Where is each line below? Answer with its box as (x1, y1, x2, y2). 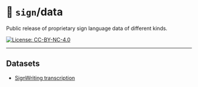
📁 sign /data (6, 5, 63, 19)
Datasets (6, 59, 40, 69)
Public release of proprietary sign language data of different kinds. (6, 25, 168, 32)
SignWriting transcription (14, 74, 75, 81)
